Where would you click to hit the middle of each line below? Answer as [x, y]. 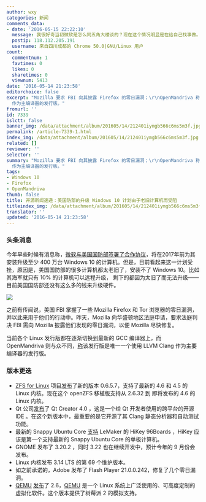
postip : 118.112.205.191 [44, 41]
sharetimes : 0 [30, 75]
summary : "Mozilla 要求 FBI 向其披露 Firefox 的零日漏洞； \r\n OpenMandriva [100, 160]
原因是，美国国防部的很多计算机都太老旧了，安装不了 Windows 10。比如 [108, 270]
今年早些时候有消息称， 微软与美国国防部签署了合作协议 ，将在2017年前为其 [101, 255]
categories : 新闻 [28, 18]
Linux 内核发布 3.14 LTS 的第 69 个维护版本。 [72, 462]
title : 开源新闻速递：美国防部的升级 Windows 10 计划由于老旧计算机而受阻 [92, 200]
